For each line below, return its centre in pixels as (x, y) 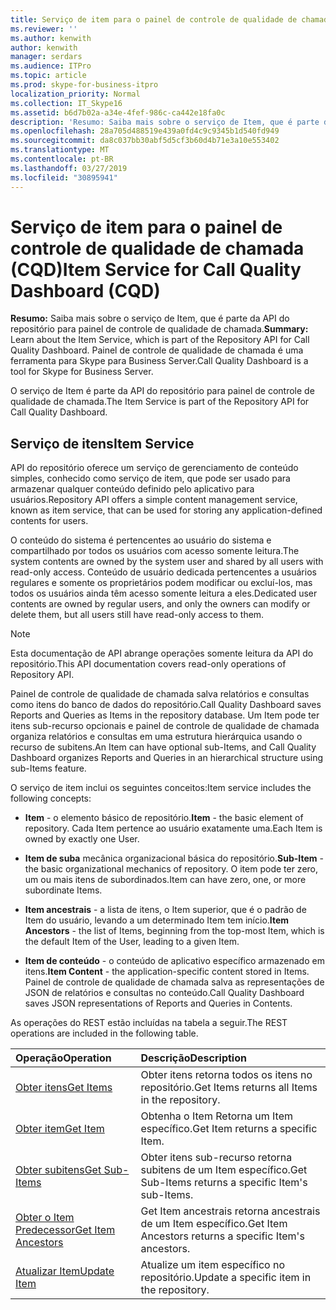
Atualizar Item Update (65, 1271)
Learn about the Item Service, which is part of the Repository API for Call (160, 340)
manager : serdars (46, 57)
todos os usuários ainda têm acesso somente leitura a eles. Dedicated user (164, 593)
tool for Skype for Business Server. (82, 372)
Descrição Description (193, 1058)
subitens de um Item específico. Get (224, 1170)
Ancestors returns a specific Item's (222, 1236)
